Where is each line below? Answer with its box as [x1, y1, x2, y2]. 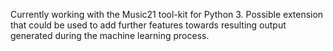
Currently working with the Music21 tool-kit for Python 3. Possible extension [10, 9, 324, 20]
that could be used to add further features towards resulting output [10, 19, 287, 31]
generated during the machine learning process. [10, 30, 210, 41]
